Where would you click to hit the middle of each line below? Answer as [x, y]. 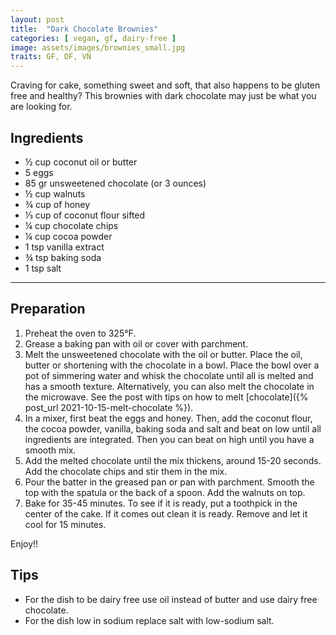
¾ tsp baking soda [63, 257]
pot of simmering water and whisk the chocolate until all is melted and [169, 375]
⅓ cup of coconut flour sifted [85, 215]
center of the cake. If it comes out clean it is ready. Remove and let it [166, 513]
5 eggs [39, 172]
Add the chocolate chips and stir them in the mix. [126, 471]
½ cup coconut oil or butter [81, 162]
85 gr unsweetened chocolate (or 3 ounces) [115, 183]
